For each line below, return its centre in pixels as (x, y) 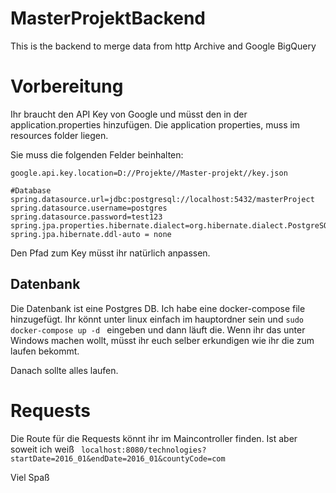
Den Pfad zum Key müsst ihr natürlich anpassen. (110, 253)
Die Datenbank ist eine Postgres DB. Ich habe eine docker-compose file (158, 308)
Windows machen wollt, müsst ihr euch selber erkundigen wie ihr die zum (162, 340)
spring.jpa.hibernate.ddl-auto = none (91, 234)
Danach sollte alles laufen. (64, 370)
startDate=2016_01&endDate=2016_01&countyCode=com (118, 458)
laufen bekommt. (45, 351)
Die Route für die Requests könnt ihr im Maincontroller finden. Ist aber (154, 438)
